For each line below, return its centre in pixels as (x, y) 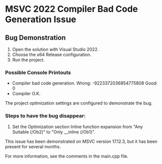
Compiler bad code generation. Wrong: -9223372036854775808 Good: (85, 83)
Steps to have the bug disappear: (45, 116)
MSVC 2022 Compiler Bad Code (72, 9)
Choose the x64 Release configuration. (52, 55)
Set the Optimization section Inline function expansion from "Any (78, 127)
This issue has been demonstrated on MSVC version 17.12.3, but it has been (81, 141)
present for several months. (33, 146)
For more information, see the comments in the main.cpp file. (67, 156)
